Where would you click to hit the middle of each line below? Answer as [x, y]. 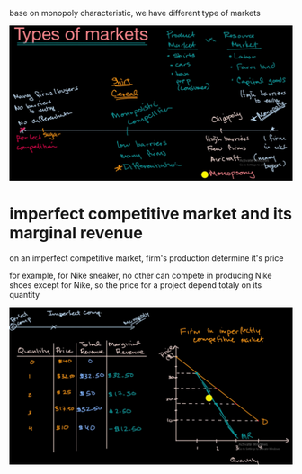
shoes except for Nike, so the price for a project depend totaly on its [136, 285]
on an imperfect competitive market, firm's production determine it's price [147, 258]
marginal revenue [76, 233]
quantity [25, 295]
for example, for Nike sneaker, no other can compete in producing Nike [141, 276]
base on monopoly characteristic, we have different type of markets [135, 13]
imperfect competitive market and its [151, 214]
